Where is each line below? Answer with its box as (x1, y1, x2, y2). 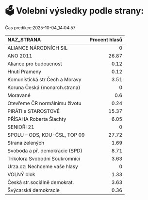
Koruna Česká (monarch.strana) (7, 84, 81, 91)
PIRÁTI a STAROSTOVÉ (7, 108, 60, 114)
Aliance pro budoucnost (7, 60, 62, 67)
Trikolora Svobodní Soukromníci (7, 155, 81, 162)
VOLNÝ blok (7, 171, 35, 178)
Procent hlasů (89, 36, 123, 43)
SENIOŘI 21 (7, 124, 35, 130)
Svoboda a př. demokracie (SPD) (7, 147, 82, 154)
